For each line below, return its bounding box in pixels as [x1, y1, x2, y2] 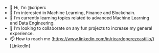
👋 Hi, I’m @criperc [9, 5, 46, 10]
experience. [9, 31, 34, 36]
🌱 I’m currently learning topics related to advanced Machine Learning [9, 15, 150, 20]
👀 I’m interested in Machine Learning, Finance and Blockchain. [9, 10, 136, 16]
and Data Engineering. [9, 20, 55, 26]
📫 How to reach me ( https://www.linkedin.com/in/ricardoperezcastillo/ [9, 36, 153, 41]
